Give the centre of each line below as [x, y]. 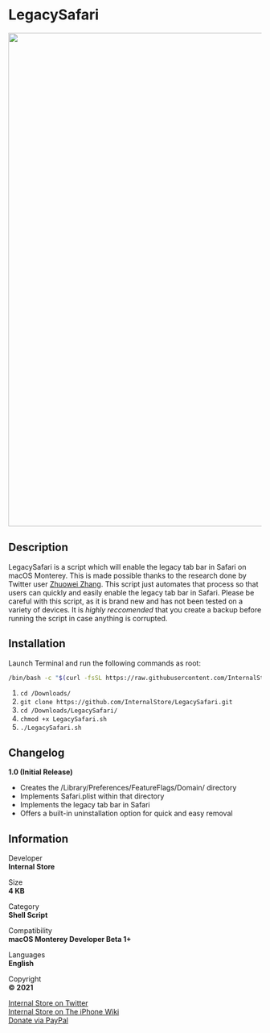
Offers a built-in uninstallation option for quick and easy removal [126, 813]
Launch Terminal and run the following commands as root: [104, 663]
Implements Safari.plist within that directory [92, 796]
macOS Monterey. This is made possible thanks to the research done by [127, 575]
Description [38, 548]
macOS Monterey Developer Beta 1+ [70, 940]
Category [24, 906]
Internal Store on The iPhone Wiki [64, 1012]
